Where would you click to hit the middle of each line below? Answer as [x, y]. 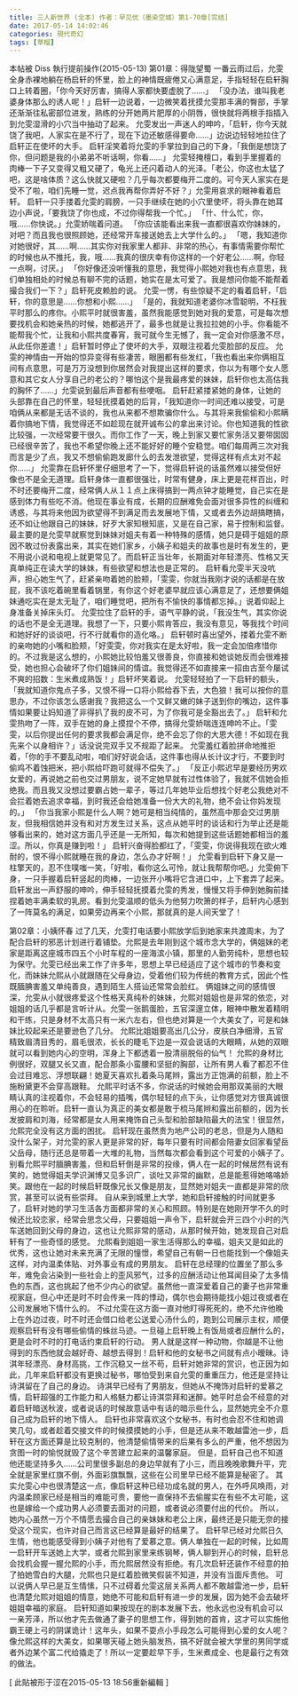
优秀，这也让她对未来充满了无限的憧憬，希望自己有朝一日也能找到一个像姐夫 [149, 1253]
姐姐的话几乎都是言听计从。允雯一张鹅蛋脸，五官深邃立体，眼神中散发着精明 [149, 1009]
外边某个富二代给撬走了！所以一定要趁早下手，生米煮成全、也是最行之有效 [153, 1652]
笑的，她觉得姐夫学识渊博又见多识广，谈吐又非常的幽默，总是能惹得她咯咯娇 [149, 1175]
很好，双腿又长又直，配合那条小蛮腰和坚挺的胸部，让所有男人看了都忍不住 [153, 1064]
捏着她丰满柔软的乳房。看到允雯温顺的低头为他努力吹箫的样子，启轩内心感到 [149, 901]
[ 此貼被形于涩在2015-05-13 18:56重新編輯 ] [89, 1683]
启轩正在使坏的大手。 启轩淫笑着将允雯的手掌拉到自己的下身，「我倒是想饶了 [148, 147]
